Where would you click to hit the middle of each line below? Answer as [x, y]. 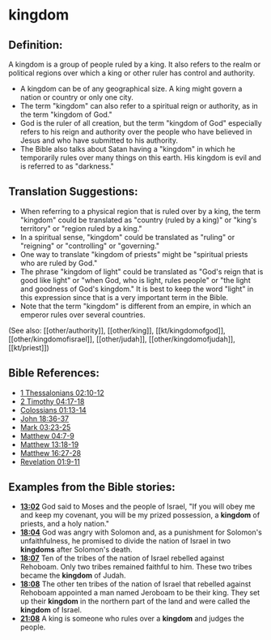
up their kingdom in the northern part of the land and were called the [135, 601]
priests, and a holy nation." [65, 524]
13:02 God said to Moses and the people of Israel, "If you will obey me [138, 507]
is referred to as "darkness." [67, 166]
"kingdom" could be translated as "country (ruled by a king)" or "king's [138, 220]
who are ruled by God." [59, 263]
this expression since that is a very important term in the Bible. [124, 297]
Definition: [36, 45]
